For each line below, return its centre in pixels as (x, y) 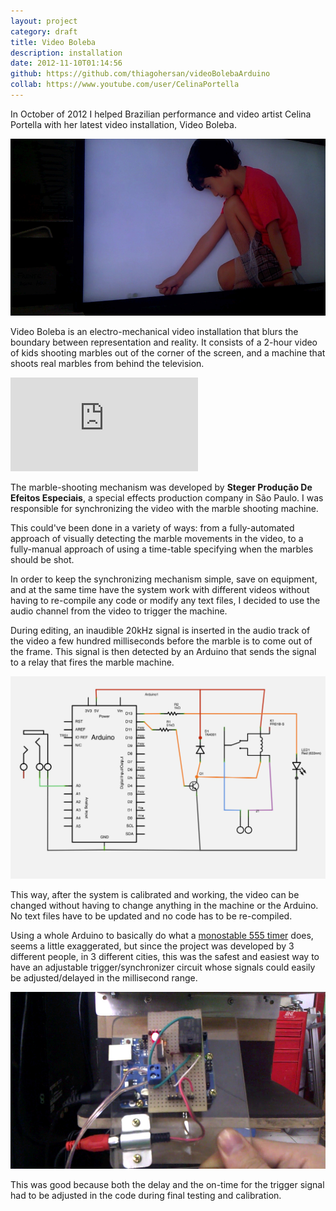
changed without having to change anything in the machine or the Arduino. (164, 905)
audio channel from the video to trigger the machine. (119, 611)
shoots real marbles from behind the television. (107, 364)
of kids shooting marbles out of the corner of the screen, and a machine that (168, 353)
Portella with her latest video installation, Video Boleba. (123, 124)
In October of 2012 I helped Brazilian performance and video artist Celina (161, 114)
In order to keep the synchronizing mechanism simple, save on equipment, (164, 579)
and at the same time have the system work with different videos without (160, 590)
